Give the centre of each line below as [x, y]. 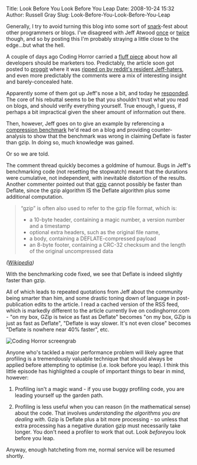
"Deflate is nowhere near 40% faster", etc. [58, 330]
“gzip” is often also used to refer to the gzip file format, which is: [99, 208]
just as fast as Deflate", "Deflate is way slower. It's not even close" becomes [98, 323]
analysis [16, 136]
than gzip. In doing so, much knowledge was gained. [70, 142]
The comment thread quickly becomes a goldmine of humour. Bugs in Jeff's [98, 165]
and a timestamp [50, 226]
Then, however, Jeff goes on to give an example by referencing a [85, 123]
